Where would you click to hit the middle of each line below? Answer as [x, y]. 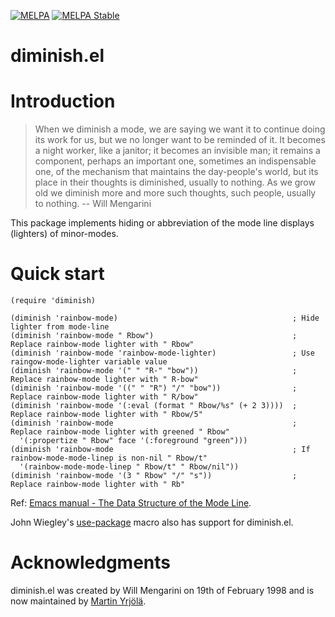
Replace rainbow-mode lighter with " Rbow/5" [106, 415]
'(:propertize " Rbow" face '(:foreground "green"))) [133, 441]
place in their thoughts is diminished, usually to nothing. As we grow [175, 182]
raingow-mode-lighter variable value [89, 362]
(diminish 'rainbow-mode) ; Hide [165, 318]
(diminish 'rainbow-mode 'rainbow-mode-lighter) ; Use [162, 353]
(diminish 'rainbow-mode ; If [160, 450]
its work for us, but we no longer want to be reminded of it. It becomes [180, 140]
